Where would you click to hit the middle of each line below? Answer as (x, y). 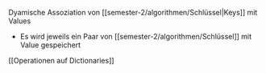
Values (20, 21)
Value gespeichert (50, 45)
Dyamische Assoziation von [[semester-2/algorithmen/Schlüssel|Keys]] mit (133, 12)
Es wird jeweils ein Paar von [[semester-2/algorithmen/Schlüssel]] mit (136, 36)
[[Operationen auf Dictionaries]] (61, 61)
